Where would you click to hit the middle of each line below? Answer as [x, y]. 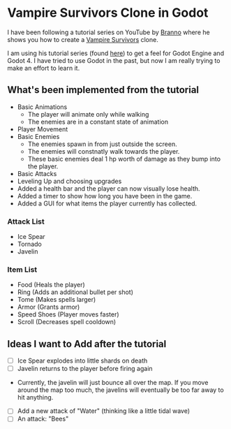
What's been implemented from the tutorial [103, 90]
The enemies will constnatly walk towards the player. [104, 151]
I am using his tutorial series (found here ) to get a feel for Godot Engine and [116, 53]
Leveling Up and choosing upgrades [69, 181]
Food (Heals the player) [51, 285]
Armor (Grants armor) [49, 307]
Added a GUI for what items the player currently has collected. [107, 203]
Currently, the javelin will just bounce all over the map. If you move [113, 383]
